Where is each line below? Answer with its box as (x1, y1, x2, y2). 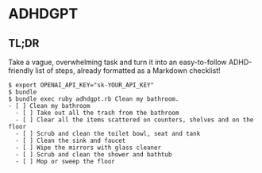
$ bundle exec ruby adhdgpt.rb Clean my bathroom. (8, 95, 179, 103)
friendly (8, 66, 34, 75)
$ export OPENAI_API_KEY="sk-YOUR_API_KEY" (8, 81, 155, 89)
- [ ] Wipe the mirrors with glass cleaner (15, 144, 161, 152)
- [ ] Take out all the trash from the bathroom (15, 109, 179, 117)
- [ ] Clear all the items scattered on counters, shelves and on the (15, 116, 254, 124)
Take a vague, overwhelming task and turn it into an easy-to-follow (8, 57, 228, 67)
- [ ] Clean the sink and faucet (15, 136, 126, 144)
